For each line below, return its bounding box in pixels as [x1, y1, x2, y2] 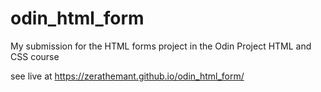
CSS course [10, 50, 60, 62]
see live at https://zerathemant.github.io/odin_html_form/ [10, 70, 245, 82]
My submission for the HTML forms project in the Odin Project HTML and [10, 40, 312, 52]
